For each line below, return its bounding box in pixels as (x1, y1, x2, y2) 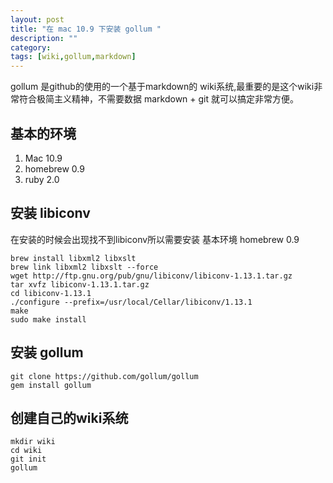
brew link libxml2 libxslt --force (10, 262, 159, 272)
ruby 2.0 (24, 173, 60, 185)
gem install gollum (10, 380, 92, 390)
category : (10, 42, 52, 53)
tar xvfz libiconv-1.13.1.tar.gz (10, 279, 150, 290)
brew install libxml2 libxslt (10, 253, 137, 263)
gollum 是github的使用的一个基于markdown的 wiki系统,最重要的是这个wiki (10, 81, 315, 93)
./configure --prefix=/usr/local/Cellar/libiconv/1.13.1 (10, 297, 253, 307)
